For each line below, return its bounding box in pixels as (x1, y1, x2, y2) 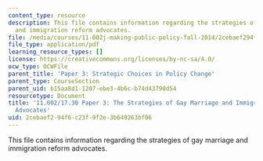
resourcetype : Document (8, 92, 86, 100)
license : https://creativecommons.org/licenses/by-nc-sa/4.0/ (8, 56, 215, 64)
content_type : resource (8, 11, 86, 20)
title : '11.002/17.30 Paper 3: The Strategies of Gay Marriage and (8, 99, 233, 107)
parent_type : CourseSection (8, 77, 100, 85)
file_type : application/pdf (8, 41, 100, 49)
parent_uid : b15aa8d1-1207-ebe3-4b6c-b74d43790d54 (8, 84, 177, 93)
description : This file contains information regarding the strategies (8, 19, 247, 27)
